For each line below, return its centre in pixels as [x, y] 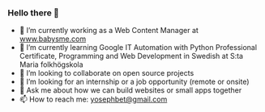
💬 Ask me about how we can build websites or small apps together [130, 90]
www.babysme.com [53, 39]
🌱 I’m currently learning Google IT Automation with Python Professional [138, 48]
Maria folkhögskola [51, 64]
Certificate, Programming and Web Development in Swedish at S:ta [131, 56]
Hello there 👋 [34, 13]
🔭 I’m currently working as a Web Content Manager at [109, 31]
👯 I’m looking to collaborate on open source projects [107, 73]
